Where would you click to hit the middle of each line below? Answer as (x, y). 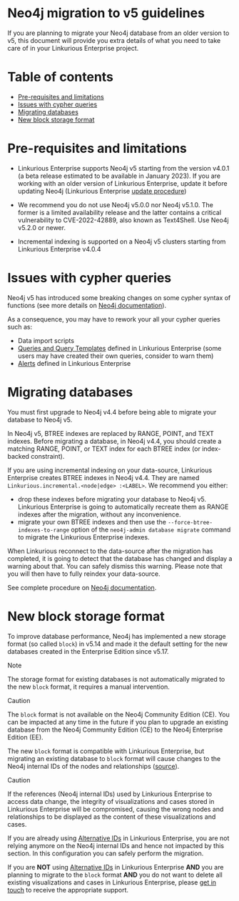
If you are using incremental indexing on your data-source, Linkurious (110, 470)
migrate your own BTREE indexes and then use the (92, 522)
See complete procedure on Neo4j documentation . (82, 587)
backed (19, 456)
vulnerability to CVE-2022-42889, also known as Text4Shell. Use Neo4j (123, 220)
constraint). (48, 456)
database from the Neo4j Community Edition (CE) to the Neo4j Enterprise (115, 730)
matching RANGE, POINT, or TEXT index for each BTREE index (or (104, 449)
